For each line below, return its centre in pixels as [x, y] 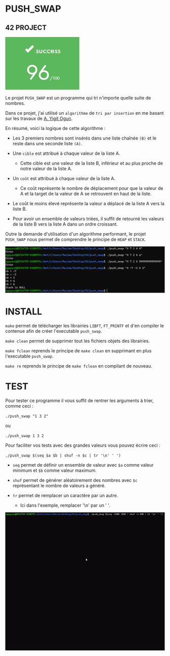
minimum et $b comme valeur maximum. [55, 471]
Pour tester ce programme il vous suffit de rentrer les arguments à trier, [79, 401]
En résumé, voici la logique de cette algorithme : [55, 128]
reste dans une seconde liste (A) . [47, 143]
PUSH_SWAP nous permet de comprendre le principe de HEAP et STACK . [75, 239]
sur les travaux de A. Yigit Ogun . [39, 118]
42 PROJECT [26, 28]
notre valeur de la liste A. [46, 169]
